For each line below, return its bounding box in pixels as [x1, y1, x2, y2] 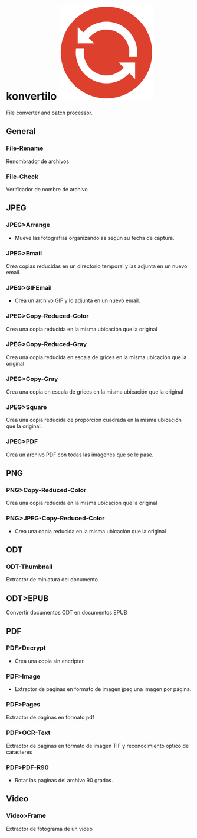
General [6, 126, 37, 136]
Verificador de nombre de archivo [6, 185, 88, 193]
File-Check [6, 172, 39, 181]
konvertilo [6, 89, 57, 103]
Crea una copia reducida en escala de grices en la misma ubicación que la [6, 353, 187, 360]
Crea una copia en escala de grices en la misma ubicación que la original [6, 388, 184, 395]
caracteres [6, 749, 32, 756]
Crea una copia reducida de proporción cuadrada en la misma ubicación [6, 417, 182, 424]
